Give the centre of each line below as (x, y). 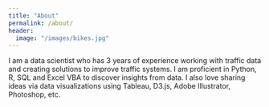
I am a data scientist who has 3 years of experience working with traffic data (135, 61)
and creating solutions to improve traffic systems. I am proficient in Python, (132, 69)
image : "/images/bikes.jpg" (63, 38)
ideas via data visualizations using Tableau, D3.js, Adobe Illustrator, (120, 86)
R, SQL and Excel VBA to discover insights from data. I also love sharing (127, 77)
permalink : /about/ (41, 23)
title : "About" (34, 16)
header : (21, 30)
